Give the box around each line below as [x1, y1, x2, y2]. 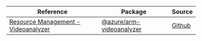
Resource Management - [9, 18, 81, 26]
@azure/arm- [101, 18, 141, 26]
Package [121, 8, 147, 15]
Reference [37, 8, 68, 15]
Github [171, 21, 191, 29]
